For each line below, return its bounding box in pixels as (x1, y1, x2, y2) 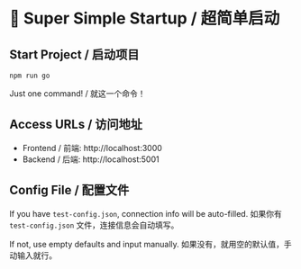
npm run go (9, 71, 50, 80)
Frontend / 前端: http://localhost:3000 (22, 142, 162, 153)
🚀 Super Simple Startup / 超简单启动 (9, 8, 280, 29)
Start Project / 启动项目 (9, 47, 140, 62)
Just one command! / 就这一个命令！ (9, 88, 146, 99)
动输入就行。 (9, 249, 57, 261)
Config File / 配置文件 (9, 183, 130, 198)
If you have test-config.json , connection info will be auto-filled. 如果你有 (9, 208, 282, 219)
